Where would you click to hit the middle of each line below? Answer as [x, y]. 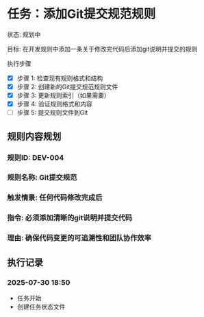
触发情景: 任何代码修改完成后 [55, 198]
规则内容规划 [34, 136]
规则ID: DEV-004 [36, 157]
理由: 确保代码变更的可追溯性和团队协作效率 [79, 238]
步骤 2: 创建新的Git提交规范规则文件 [67, 87]
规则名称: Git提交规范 [42, 178]
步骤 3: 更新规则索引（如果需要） [64, 95]
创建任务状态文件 [41, 307]
